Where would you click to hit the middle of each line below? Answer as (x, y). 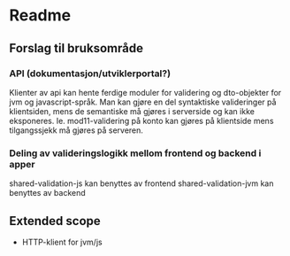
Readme (40, 16)
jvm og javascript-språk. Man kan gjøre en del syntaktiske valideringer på (143, 102)
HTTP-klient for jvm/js (62, 242)
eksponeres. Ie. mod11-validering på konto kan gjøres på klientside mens (141, 120)
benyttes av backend (47, 193)
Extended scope (55, 221)
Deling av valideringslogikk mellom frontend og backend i (135, 153)
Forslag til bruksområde (76, 48)
